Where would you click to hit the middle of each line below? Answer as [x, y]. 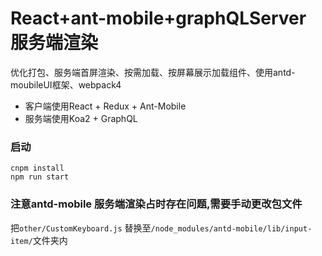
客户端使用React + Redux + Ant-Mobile [105, 106]
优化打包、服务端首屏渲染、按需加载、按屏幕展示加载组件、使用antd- [153, 72]
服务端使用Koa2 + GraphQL [81, 118]
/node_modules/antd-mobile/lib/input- [231, 228]
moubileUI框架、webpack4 [66, 84]
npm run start [40, 177]
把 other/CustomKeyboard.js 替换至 [81, 228]
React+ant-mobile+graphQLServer [158, 18]
